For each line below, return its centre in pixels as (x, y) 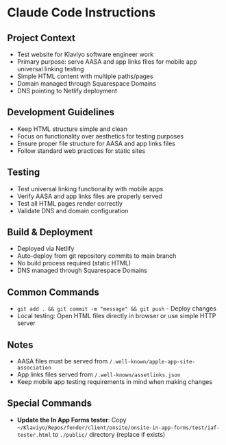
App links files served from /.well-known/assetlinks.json (99, 374)
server (26, 323)
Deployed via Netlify (46, 249)
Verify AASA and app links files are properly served (89, 196)
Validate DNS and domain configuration (73, 211)
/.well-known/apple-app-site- (152, 362)
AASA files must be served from (62, 361)
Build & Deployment (50, 232)
